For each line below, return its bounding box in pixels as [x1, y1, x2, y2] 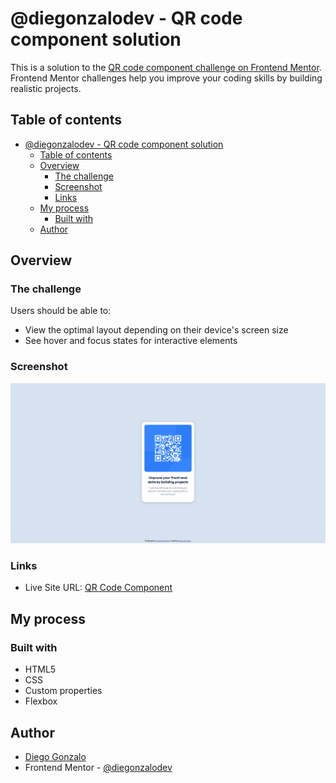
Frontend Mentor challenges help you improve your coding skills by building [10, 72, 323, 84]
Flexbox [24, 695, 58, 707]
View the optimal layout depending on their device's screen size [24, 324, 289, 336]
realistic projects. [10, 82, 82, 94]
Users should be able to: [10, 305, 112, 317]
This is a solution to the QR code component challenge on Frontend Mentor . [10, 61, 322, 73]
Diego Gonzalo [24, 750, 87, 762]
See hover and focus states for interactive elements [24, 335, 238, 347]
